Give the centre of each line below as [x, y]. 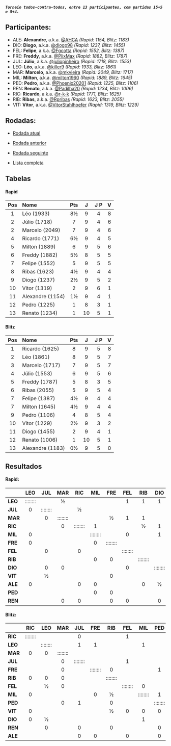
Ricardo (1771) [41, 239]
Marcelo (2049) [41, 230]
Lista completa [28, 163]
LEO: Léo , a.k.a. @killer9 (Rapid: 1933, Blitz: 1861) [64, 67]
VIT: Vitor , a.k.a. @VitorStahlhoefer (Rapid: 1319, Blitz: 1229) [76, 105]
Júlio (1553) [37, 374]
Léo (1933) [36, 214]
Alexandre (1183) [44, 448]
